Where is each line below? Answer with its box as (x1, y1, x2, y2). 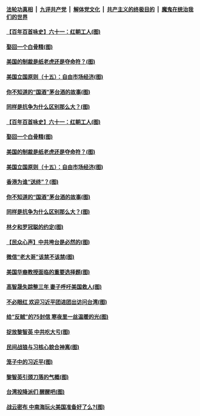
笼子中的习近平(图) (6, 358, 53, 366)
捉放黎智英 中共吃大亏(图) (6, 328, 70, 336)
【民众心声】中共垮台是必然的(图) (6, 238, 90, 246)
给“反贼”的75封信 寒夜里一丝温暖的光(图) (6, 313, 109, 321)
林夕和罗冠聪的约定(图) (6, 223, 64, 230)
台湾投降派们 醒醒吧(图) (6, 388, 65, 395)
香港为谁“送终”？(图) (6, 178, 59, 186)
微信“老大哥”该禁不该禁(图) (6, 253, 75, 261)
